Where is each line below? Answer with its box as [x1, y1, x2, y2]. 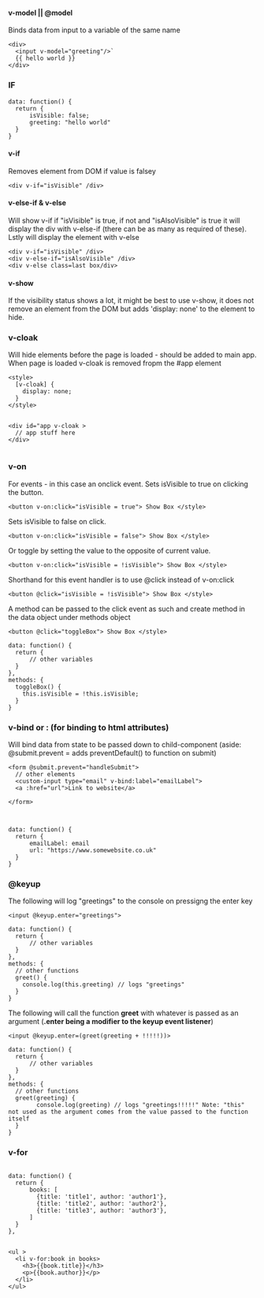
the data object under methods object [8, 612, 132, 621]
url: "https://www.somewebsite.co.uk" [28, 846, 157, 854]
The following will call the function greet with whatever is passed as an [8, 1008, 239, 1018]
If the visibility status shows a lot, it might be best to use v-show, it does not [8, 296, 255, 306]
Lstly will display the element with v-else [8, 232, 139, 242]
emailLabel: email [28, 839, 90, 847]
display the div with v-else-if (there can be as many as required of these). [8, 223, 247, 234]
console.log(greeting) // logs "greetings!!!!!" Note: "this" [36, 1101, 245, 1109]
